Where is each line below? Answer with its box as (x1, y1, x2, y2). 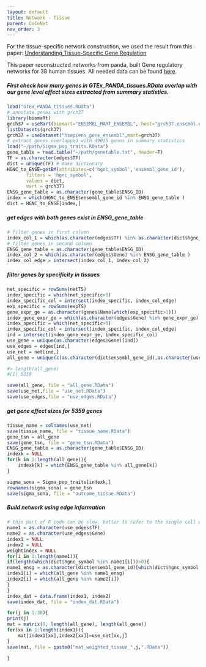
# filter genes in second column (7, 240, 92, 247)
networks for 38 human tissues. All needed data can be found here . (7, 68, 177, 75)
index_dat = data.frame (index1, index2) (7, 593, 112, 599)
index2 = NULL (7, 541, 43, 548)
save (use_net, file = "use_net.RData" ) (7, 388, 106, 394)
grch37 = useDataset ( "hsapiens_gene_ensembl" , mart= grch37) (7, 132, 161, 138)
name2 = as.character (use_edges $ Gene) (7, 530, 106, 537)
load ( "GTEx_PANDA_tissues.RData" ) (7, 104, 95, 110)
